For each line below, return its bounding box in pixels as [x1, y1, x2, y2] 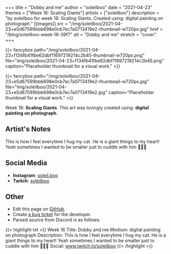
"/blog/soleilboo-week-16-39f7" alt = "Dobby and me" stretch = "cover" [5, 32, 157, 37]
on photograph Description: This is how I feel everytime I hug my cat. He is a [5, 232, 166, 238]
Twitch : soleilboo [12, 177, 50, 183]
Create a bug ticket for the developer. [12, 212, 92, 218]
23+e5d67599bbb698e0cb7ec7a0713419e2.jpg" [5, 89, 108, 95]
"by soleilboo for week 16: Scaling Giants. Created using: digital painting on [5, 15, 163, 21]
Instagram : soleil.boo [12, 172, 58, 178]
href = [150, 26, 163, 32]
